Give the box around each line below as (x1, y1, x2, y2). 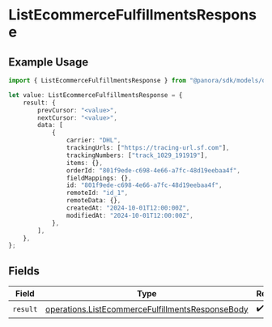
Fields (8, 264, 40, 278)
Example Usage (8, 55, 89, 69)
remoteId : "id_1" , (66, 189, 129, 197)
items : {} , (66, 159, 104, 167)
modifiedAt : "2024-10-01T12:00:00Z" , (66, 211, 194, 219)
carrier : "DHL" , (66, 136, 121, 145)
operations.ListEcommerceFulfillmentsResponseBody (45, 304, 249, 315)
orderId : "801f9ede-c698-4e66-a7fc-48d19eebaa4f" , (66, 166, 241, 175)
